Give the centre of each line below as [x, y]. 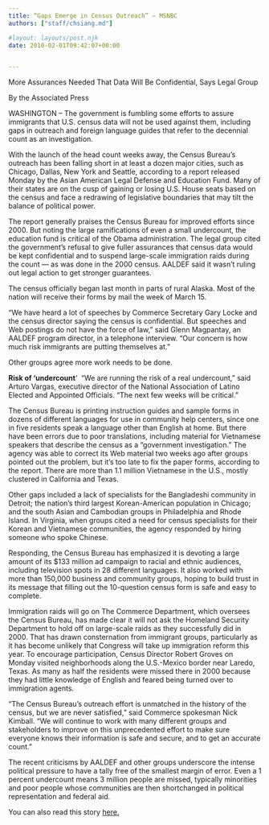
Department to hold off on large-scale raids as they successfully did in [125, 629]
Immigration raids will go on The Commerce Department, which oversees [129, 612]
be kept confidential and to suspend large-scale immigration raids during [129, 256]
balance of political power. [52, 206]
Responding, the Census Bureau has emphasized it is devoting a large [124, 553]
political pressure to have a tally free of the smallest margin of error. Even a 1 [135, 771]
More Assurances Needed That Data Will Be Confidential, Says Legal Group [133, 82]
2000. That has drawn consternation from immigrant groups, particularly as [133, 637]
